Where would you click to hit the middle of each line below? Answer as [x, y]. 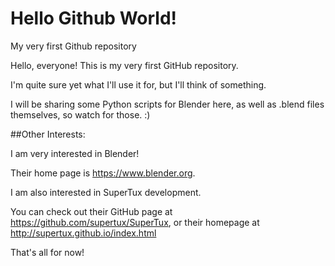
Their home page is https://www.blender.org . [103, 173]
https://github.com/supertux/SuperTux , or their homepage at [135, 222]
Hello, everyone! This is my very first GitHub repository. [124, 65]
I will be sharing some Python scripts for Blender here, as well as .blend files [167, 104]
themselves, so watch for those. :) [80, 114]
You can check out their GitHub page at [91, 211]
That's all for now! [47, 252]
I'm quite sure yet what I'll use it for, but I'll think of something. [138, 84]
